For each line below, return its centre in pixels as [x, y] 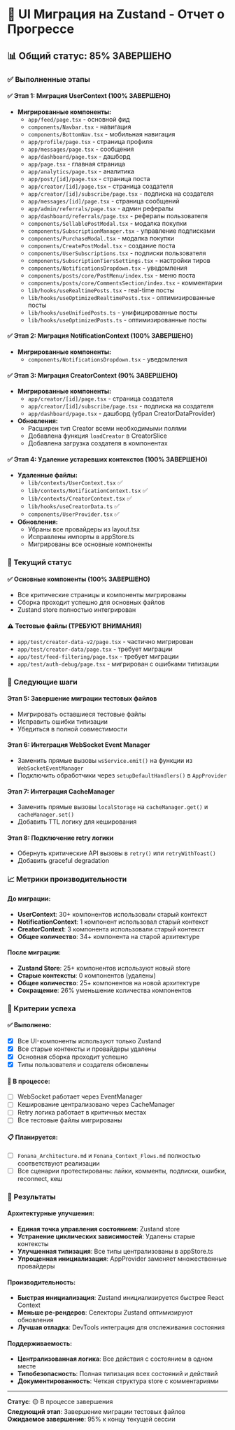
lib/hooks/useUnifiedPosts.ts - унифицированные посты [113, 312]
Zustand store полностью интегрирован [77, 610]
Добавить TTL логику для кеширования [77, 822]
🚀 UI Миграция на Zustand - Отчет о [116, 14]
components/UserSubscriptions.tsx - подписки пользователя [117, 253]
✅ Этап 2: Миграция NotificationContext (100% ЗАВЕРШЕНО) [100, 336]
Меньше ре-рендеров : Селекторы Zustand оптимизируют [105, 1313]
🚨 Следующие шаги [43, 682]
